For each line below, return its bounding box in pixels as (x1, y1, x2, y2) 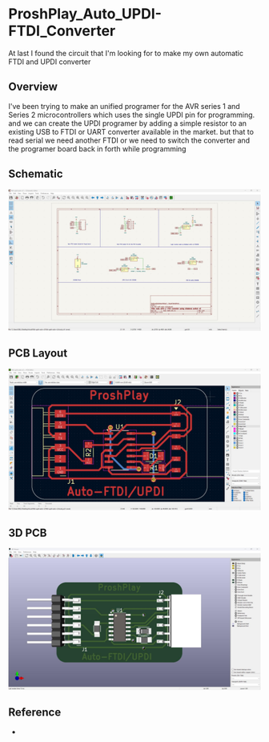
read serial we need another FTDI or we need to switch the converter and (8, 135, 251, 145)
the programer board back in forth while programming (8, 143, 187, 153)
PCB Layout (8, 346, 68, 361)
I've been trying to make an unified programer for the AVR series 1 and (8, 101, 240, 111)
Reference (8, 706, 62, 720)
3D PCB (8, 526, 47, 539)
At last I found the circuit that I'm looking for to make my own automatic (8, 48, 244, 58)
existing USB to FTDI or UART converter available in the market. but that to (8, 127, 255, 136)
